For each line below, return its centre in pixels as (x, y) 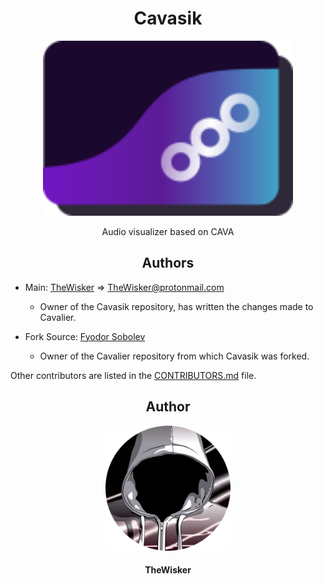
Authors (168, 263)
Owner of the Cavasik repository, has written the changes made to (176, 306)
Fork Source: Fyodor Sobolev (85, 336)
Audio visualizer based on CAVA (168, 231)
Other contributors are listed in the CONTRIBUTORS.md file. (133, 375)
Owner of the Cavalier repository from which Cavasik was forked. (174, 356)
